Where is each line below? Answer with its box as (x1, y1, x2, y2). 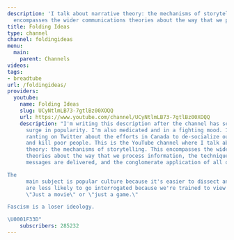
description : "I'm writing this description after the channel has (19, 120, 219, 127)
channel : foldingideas (7, 36, 73, 43)
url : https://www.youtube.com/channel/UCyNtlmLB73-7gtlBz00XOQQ (19, 113, 210, 120)
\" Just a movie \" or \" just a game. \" (25, 191, 139, 198)
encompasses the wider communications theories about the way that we (13, 17, 223, 24)
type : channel (7, 29, 49, 37)
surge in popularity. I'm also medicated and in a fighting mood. (25, 127, 223, 134)
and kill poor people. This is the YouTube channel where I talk (25, 140, 219, 147)
